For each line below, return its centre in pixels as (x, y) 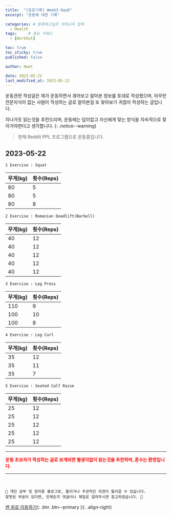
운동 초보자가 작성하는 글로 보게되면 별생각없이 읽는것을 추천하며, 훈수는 (76, 460)
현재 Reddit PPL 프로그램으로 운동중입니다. (61, 137)
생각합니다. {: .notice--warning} (64, 126)
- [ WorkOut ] (23, 39)
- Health (19, 29)
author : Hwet (19, 66)
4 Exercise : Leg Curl (29, 335)
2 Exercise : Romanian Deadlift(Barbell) (50, 216)
